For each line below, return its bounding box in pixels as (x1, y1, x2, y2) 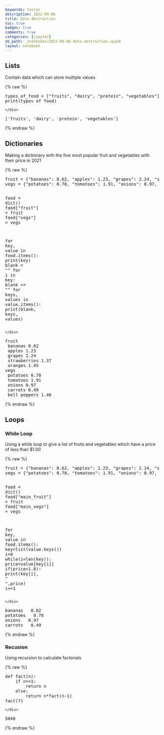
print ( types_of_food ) (5, 98, 57, 104)
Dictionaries (5, 139, 43, 148)
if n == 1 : (15, 679, 37, 684)
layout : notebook (5, 43, 41, 48)
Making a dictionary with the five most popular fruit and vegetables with (5, 152, 150, 158)
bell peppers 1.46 (7, 392, 52, 398)
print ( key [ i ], (5, 571, 39, 577)
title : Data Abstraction (5, 16, 56, 21)
